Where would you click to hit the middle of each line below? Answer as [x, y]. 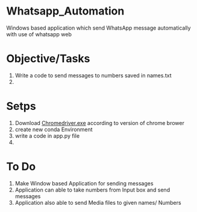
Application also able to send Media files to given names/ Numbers [98, 202]
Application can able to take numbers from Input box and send [92, 190]
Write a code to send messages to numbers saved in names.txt [93, 75]
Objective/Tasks [48, 59]
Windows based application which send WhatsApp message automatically [98, 28]
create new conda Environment [54, 129]
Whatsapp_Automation [65, 11]
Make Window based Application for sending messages [84, 183]
